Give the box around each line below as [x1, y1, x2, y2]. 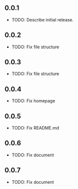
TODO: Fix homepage [11, 98, 56, 104]
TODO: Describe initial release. [11, 17, 74, 22]
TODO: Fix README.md [11, 125, 59, 131]
